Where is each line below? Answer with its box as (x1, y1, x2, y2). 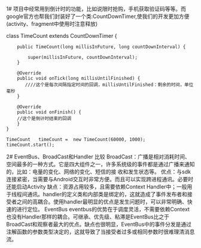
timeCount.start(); (6, 142, 55, 148)
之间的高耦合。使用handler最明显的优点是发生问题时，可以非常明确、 (16, 198, 187, 205)
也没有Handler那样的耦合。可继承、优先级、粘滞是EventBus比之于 (6, 213, 169, 220)
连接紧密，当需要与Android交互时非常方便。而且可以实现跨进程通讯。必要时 (6, 176, 193, 183)
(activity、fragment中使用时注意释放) (6, 20, 98, 27)
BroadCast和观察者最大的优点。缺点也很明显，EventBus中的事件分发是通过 (6, 221, 192, 228)
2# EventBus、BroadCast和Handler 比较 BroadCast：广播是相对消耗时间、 (6, 153, 190, 160)
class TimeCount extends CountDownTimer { (6, 32, 117, 39)
